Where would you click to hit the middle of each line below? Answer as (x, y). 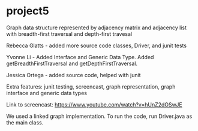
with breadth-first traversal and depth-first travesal (69, 33)
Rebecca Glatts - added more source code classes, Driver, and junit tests (97, 45)
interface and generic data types (46, 93)
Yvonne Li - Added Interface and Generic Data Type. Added (80, 57)
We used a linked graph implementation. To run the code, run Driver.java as (99, 116)
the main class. (25, 122)
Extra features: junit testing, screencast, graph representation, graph (91, 86)
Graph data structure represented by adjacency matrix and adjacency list (97, 28)
